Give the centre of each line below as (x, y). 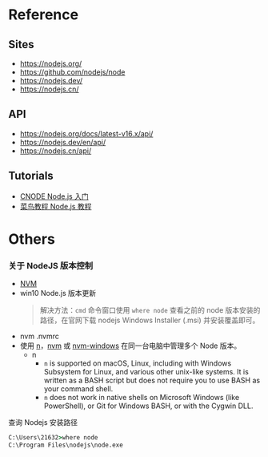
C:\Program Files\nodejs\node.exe (66, 445)
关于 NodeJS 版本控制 (51, 265)
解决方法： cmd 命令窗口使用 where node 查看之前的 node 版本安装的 (150, 310)
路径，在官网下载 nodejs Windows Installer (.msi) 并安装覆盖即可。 (150, 320)
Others (32, 239)
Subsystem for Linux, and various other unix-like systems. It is (146, 372)
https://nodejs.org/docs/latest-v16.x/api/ (86, 133)
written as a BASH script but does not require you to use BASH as (152, 380)
